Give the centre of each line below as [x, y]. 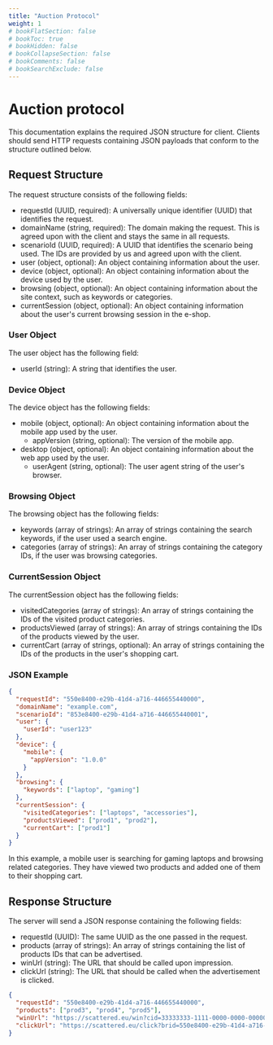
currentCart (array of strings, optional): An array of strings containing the [142, 645]
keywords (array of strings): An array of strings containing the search [136, 529]
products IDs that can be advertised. [81, 955]
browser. [47, 475]
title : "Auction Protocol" [54, 16]
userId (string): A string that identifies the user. [98, 368]
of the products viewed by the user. [80, 636]
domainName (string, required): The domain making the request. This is [140, 227]
